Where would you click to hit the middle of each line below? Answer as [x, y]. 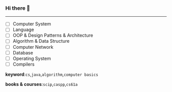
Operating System [32, 58]
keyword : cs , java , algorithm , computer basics [52, 74]
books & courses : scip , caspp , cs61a [41, 84]
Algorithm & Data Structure [41, 41]
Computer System [32, 24]
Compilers [24, 64]
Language [23, 29]
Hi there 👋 [18, 8]
